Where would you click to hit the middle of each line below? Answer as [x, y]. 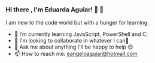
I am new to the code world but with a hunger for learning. [77, 23]
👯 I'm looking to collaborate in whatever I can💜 [72, 41]
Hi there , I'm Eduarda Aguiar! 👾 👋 [55, 10]
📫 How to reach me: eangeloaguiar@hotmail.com [76, 54]
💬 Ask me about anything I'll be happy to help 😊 [74, 47]
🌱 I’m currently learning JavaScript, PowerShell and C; [81, 34]
